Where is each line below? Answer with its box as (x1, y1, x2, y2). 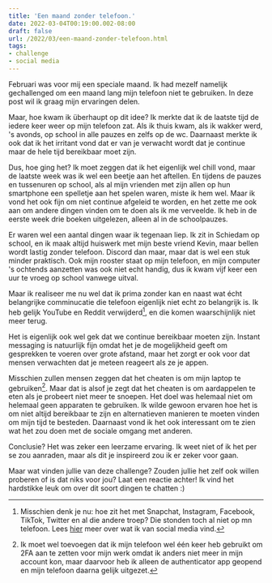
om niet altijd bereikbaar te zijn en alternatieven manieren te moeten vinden (8, 409, 261, 418)
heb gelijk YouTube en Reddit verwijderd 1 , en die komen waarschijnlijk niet (8, 306, 256, 317)
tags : (8, 42, 27, 50)
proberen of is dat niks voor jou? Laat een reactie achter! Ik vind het (8, 475, 235, 485)
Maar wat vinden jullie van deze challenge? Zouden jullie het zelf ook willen (8, 466, 260, 476)
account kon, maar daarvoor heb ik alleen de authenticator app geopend (19, 557, 262, 567)
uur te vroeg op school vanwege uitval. (8, 272, 139, 282)
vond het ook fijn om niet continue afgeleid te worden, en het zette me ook (8, 196, 257, 207)
